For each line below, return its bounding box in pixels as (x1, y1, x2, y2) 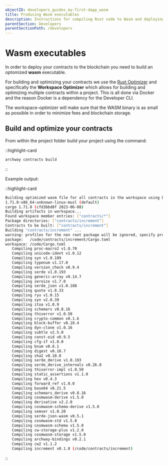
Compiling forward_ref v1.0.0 (11, 381, 75, 386)
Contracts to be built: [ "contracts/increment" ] (5, 223, 108, 228)
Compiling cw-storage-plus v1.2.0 (11, 427, 84, 432)
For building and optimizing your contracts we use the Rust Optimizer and (5, 79, 157, 85)
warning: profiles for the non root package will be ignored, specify (5, 232, 155, 237)
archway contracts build (5, 157, 57, 162)
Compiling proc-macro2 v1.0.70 (11, 246, 77, 251)
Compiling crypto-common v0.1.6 (11, 316, 79, 321)
